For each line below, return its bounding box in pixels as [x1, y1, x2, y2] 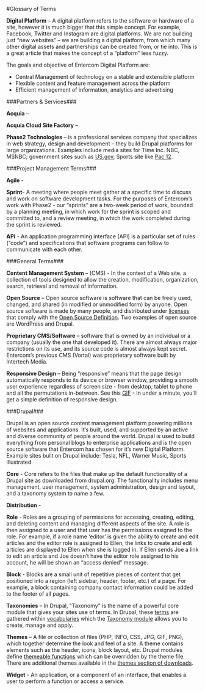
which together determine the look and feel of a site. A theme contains [6, 640, 184, 647]
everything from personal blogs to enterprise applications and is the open [6, 439, 192, 446]
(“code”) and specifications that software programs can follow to [6, 239, 170, 246]
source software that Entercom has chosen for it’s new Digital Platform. [6, 445, 185, 453]
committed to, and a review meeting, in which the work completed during [6, 214, 190, 222]
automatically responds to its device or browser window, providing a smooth [6, 376, 198, 384]
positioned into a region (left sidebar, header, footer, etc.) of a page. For [6, 577, 187, 584]
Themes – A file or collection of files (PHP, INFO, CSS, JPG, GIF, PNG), [6, 634, 184, 640]
